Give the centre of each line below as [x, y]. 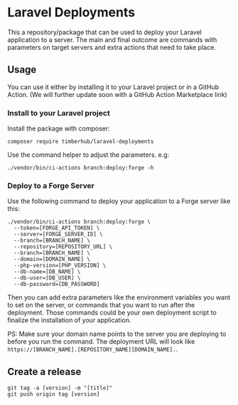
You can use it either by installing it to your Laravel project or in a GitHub [113, 87]
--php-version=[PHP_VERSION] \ [60, 266]
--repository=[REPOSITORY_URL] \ [63, 247]
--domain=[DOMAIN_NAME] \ [52, 260]
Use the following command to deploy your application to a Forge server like [119, 201]
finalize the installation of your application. [69, 320]
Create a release [44, 371]
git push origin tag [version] [54, 394]
